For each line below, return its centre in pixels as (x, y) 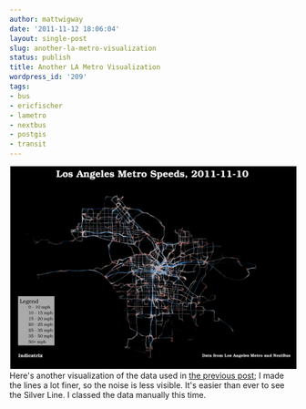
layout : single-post (49, 38)
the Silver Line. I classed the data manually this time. (108, 395)
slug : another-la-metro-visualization (83, 48)
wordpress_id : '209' (49, 77)
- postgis (28, 135)
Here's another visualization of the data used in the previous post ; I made (147, 376)
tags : (20, 87)
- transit (28, 144)
